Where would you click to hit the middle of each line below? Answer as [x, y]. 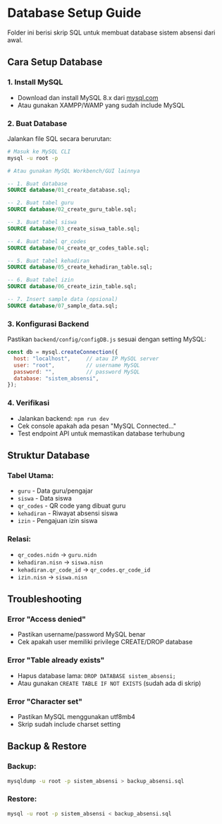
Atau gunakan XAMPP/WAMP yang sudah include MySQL [101, 105]
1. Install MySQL [35, 82]
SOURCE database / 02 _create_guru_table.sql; [72, 209]
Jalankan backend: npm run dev [63, 418]
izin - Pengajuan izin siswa [57, 521]
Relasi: [19, 539]
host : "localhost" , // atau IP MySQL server [86, 358]
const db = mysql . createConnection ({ [63, 352]
